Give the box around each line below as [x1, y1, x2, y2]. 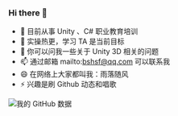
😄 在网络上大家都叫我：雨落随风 [19, 69, 129, 79]
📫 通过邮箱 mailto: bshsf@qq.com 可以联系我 [19, 56, 171, 67]
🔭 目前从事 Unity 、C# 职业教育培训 [19, 27, 139, 36]
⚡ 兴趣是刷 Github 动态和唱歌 [19, 80, 117, 89]
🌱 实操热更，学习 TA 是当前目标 [19, 36, 125, 47]
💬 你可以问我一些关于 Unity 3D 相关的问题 [19, 47, 159, 56]
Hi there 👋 [8, 7, 48, 19]
